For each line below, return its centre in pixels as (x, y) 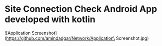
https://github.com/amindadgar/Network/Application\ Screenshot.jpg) (78, 38)
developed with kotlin (50, 19)
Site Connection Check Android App (81, 9)
